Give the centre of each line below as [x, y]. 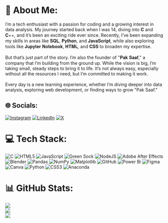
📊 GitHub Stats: [39, 188]
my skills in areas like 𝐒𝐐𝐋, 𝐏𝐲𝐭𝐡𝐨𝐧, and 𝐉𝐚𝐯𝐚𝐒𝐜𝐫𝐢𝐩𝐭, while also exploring [80, 41]
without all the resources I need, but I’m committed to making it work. [77, 74]
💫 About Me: [32, 10]
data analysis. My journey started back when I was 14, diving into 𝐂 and [79, 29]
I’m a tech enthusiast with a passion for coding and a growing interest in [79, 24]
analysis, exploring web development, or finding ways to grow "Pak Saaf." [81, 89]
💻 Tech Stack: [36, 139]
